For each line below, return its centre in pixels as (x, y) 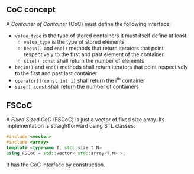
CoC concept (31, 10)
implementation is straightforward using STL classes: (71, 126)
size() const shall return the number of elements (84, 60)
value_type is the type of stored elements (74, 41)
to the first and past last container (56, 73)
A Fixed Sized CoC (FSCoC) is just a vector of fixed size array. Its (85, 120)
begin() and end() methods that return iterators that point (93, 48)
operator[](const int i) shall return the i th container (80, 80)
